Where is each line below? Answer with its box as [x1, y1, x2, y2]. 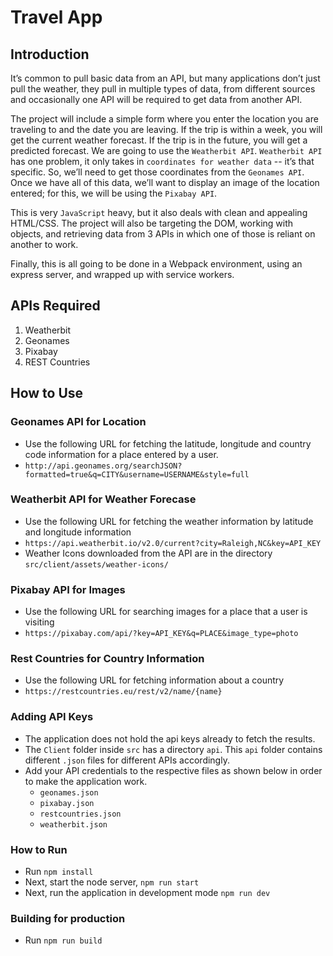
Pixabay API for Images [10, 582, 126, 596]
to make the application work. [24, 775, 148, 787]
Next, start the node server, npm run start [24, 876, 200, 888]
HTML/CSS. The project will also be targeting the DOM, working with [10, 217, 294, 229]
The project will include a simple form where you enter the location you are [10, 113, 319, 125]
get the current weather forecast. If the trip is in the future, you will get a [10, 134, 308, 146]
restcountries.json [39, 809, 122, 819]
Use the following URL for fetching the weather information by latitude [24, 515, 314, 527]
